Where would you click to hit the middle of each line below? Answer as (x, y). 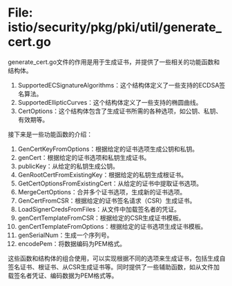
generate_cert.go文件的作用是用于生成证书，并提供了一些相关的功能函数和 (114, 62)
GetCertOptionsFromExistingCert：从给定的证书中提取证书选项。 (110, 183)
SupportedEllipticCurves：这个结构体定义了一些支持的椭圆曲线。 (110, 102)
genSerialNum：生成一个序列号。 (65, 235)
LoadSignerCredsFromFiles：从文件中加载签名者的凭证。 (99, 209)
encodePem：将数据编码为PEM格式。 (72, 243)
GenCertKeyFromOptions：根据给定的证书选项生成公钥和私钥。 (108, 149)
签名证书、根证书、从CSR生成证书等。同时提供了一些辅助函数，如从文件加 (114, 267)
